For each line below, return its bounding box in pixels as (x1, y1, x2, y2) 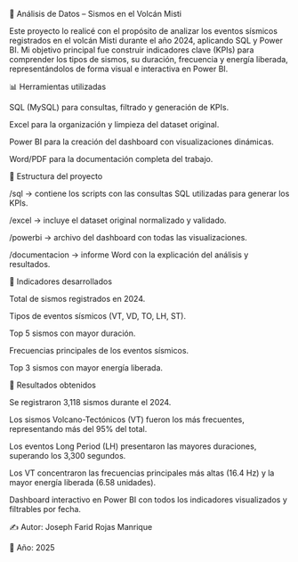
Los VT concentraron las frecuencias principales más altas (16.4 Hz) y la (9, 468, 275, 478)
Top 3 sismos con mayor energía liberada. (9, 362, 163, 373)
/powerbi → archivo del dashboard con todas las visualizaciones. (9, 232, 247, 242)
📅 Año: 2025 (9, 542, 55, 552)
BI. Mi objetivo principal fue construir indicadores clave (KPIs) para (9, 45, 254, 55)
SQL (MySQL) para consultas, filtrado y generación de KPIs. (9, 102, 230, 112)
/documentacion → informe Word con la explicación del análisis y (9, 249, 249, 260)
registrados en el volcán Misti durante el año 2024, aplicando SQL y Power (9, 36, 283, 45)
